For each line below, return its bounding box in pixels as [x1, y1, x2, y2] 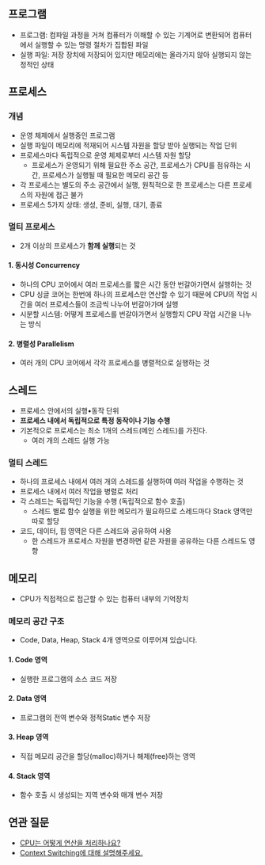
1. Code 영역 [8, 655, 47, 665]
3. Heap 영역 [8, 732, 49, 742]
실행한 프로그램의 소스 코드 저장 [19, 674, 117, 684]
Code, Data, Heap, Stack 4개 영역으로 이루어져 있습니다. [19, 635, 198, 645]
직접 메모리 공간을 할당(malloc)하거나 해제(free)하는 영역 [19, 752, 196, 761]
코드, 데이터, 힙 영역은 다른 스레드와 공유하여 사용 [19, 526, 172, 536]
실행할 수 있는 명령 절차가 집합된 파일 [34, 40, 149, 49]
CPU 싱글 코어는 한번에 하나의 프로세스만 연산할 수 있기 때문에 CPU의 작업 [19, 290, 249, 299]
